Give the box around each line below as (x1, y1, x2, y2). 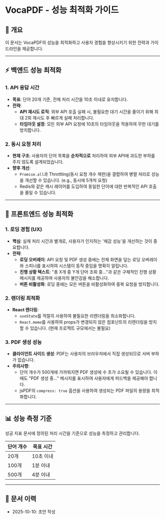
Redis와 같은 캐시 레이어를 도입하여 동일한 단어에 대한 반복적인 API (19, 183, 148, 189)
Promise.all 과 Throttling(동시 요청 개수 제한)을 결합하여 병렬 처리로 (19, 171, 151, 177)
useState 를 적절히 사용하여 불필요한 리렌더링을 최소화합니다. (19, 313, 136, 319)
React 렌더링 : (12, 306, 39, 312)
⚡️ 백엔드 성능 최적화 (5, 66, 62, 74)
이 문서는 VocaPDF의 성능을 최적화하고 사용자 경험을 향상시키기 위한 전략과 (5, 40, 150, 45)
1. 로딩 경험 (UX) (5, 226, 43, 233)
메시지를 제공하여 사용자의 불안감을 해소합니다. (19, 275, 109, 281)
